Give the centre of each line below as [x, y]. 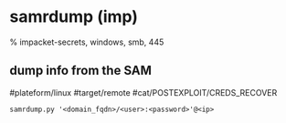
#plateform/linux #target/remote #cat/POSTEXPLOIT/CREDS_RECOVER [143, 92]
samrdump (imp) [74, 17]
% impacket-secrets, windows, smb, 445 [87, 42]
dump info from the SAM [81, 71]
